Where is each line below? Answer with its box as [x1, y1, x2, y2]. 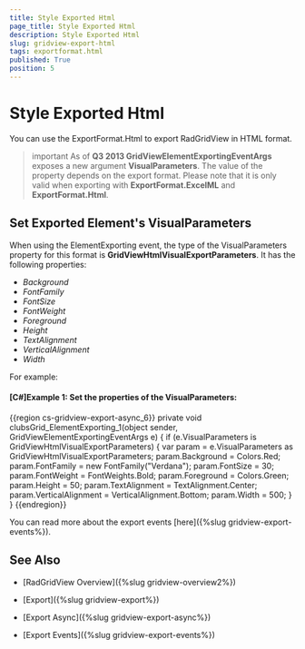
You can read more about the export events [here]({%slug [9, 516, 227, 527]
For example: [9, 371, 59, 382]
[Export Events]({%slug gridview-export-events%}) [22, 629, 216, 640]
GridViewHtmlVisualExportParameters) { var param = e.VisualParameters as [9, 441, 293, 452]
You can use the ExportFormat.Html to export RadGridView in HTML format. [9, 133, 292, 143]
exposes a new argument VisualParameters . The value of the [31, 160, 263, 171]
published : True [9, 55, 71, 64]
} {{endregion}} [9, 498, 67, 509]
